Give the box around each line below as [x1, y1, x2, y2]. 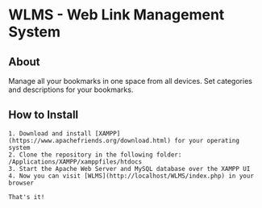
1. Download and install [8, 129, 92, 138]
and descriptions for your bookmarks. [8, 85, 134, 94]
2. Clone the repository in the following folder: [8, 151, 182, 159]
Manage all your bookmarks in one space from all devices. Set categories [8, 77, 252, 85]
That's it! [8, 193, 45, 201]
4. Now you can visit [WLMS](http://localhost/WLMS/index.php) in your [8, 172, 254, 180]
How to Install [8, 108, 79, 122]
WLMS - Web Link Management [8, 6, 225, 24]
